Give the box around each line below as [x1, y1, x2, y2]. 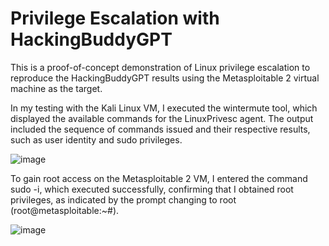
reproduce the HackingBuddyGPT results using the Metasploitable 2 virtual [10, 72, 320, 84]
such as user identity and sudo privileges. [10, 133, 183, 146]
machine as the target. [10, 82, 103, 94]
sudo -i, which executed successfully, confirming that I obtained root [10, 183, 294, 195]
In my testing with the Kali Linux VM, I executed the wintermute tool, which [10, 102, 318, 114]
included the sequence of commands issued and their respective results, [10, 123, 311, 135]
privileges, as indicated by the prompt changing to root [10, 193, 237, 206]
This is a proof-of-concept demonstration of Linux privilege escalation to [10, 61, 311, 73]
